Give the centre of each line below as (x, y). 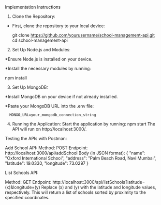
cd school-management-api (40, 40)
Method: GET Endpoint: (28, 182)
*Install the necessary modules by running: (48, 68)
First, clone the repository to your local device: (59, 26)
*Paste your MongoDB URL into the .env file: (50, 106)
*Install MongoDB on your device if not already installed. (61, 97)
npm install (16, 78)
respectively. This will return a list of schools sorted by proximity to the (75, 192)
